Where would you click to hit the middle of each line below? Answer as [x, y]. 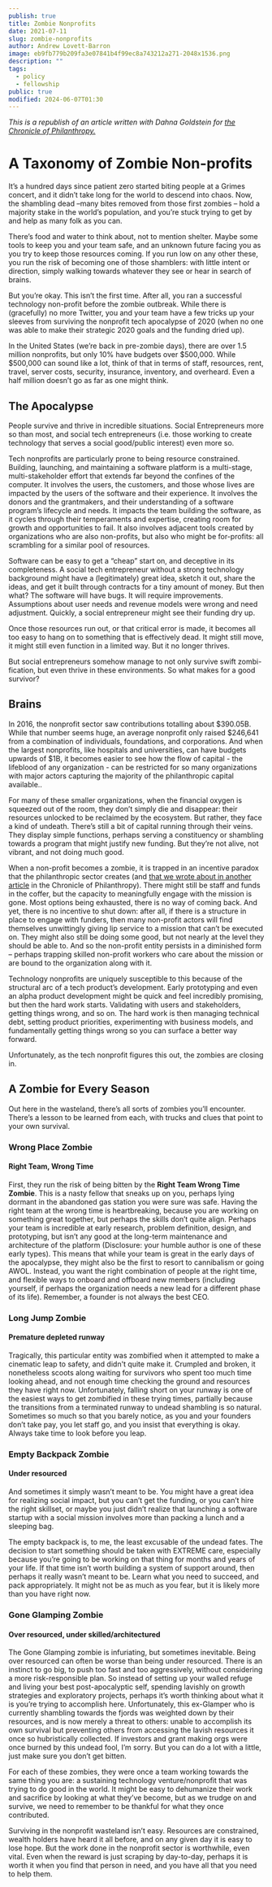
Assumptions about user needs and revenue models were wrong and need [133, 604]
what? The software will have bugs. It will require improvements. [116, 595]
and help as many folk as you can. [66, 221]
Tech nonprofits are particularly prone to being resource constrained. [124, 459]
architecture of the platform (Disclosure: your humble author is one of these [135, 1244]
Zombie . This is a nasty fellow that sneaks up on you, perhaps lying [122, 1193]
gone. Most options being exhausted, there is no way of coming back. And [133, 902]
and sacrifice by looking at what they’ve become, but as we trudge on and [133, 1798]
